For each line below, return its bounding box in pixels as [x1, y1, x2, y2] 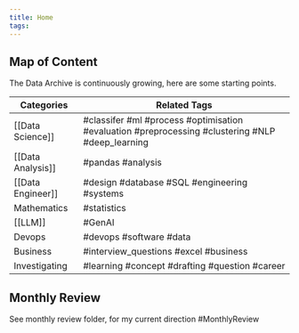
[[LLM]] [13, 216, 46, 229]
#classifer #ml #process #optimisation [83, 114, 244, 126]
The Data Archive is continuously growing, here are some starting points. [9, 77, 277, 89]
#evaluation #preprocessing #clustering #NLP [83, 126, 276, 138]
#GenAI [83, 216, 115, 229]
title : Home [9, 12, 53, 22]
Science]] [13, 131, 55, 143]
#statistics [83, 202, 126, 215]
